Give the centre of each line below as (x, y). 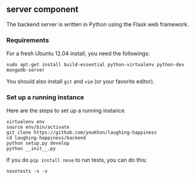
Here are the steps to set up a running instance (66, 111)
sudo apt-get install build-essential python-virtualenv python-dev (95, 65)
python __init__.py (31, 149)
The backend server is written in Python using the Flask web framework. (98, 24)
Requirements (28, 40)
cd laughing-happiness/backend (46, 138)
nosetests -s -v (27, 171)
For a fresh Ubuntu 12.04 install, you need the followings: (78, 53)
